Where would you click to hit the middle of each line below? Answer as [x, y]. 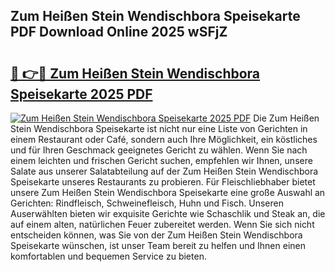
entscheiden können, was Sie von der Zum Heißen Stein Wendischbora [156, 235]
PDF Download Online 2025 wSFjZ [119, 32]
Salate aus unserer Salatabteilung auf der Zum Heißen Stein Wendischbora [164, 171]
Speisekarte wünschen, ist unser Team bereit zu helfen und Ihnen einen [158, 245]
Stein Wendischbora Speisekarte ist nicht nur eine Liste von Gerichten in [159, 128]
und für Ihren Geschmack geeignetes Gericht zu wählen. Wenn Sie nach [159, 150]
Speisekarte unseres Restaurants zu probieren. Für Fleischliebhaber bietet [163, 182]
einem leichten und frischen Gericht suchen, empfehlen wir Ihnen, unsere [161, 160]
